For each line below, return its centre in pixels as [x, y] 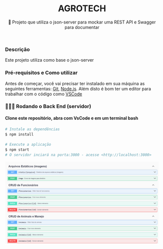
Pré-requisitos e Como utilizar [41, 73]
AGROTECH [82, 9]
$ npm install [20, 134]
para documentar [82, 27]
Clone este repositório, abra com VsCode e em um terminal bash [72, 118]
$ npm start [17, 150]
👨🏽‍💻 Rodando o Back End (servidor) [48, 107]
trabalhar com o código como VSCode [44, 94]
